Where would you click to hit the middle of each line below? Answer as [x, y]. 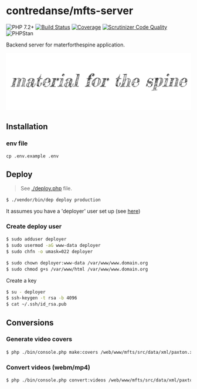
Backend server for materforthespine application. [65, 45]
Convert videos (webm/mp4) [48, 367]
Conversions [30, 322]
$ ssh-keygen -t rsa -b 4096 [42, 298]
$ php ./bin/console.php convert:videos [56, 380]
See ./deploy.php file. [46, 188]
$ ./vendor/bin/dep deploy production [53, 200]
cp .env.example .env [33, 156]
